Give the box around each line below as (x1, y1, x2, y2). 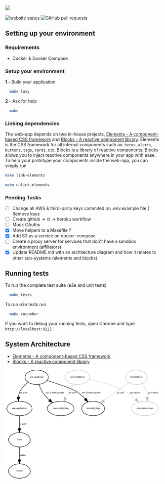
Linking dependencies (5, 120, 60, 127)
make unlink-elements (5, 182, 50, 187)
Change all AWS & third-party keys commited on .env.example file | (12, 205, 149, 212)
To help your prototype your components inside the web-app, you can (5, 158, 148, 164)
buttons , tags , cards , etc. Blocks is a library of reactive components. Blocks (5, 147, 159, 153)
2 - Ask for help (5, 98, 37, 104)
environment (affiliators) (12, 244, 62, 250)
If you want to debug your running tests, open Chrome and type (5, 321, 135, 327)
